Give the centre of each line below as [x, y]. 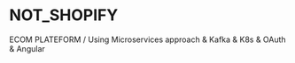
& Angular [27, 48]
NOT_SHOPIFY [64, 15]
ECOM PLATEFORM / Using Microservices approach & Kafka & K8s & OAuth [147, 39]
